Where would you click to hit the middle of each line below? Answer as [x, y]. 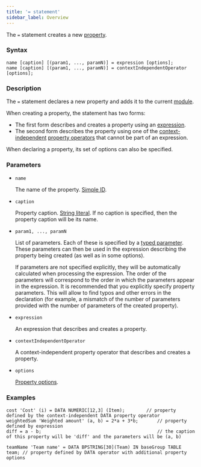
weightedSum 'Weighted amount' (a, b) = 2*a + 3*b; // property [97, 421]
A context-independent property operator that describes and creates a [103, 353]
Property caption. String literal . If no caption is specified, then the [96, 213]
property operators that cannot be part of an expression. [118, 138]
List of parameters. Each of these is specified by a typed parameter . [99, 243]
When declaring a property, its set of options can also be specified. [90, 149]
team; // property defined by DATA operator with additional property [97, 453]
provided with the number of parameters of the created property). [97, 306]
